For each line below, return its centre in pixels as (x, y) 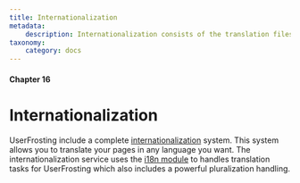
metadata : (28, 26)
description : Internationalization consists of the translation (147, 34)
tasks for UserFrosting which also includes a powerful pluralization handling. (150, 168)
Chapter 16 (30, 79)
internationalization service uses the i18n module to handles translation (140, 159)
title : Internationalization (63, 17)
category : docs (54, 51)
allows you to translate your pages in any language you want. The (130, 149)
